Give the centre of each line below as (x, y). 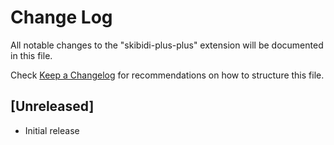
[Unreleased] (52, 106)
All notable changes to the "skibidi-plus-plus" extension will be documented (167, 45)
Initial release (52, 130)
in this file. (31, 55)
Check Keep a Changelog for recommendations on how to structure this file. (167, 75)
